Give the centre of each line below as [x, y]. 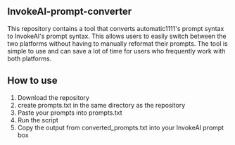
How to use [32, 81]
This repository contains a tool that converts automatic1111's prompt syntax [116, 28]
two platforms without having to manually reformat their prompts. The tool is [118, 43]
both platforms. [30, 58]
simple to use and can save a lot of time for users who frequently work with [116, 51]
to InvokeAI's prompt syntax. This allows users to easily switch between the [117, 36]
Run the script [38, 120]
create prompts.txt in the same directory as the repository [101, 105]
